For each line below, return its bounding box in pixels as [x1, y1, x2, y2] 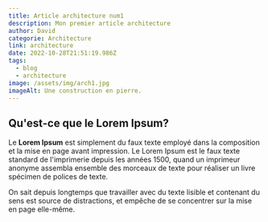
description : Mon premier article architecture [8, 19, 171, 27]
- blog [15, 64, 38, 72]
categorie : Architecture [8, 34, 92, 43]
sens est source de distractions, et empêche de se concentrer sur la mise [8, 196, 252, 206]
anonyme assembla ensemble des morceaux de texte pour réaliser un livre [8, 163, 256, 173]
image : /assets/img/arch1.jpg [8, 79, 110, 87]
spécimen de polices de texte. [8, 172, 109, 182]
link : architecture [8, 42, 74, 50]
